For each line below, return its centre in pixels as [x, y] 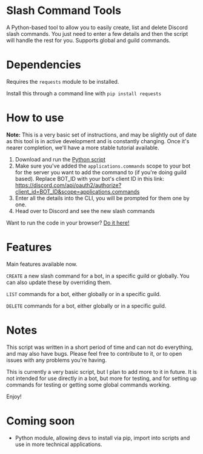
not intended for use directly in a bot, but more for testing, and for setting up [101, 378]
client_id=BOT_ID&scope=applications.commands [77, 191]
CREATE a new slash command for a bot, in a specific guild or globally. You [98, 276]
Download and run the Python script [60, 159]
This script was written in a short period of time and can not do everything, [100, 347]
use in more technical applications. [58, 444]
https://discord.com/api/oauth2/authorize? [68, 185]
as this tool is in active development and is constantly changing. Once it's [98, 141]
